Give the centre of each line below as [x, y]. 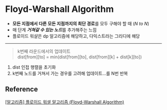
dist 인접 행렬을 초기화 [34, 67]
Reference [22, 89]
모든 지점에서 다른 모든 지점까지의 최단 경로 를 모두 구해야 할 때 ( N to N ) [81, 23]
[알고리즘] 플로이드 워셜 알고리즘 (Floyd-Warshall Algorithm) [65, 102]
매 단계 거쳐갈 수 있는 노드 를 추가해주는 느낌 [54, 30]
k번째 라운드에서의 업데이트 [44, 51]
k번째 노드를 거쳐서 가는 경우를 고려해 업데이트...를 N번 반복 [70, 73]
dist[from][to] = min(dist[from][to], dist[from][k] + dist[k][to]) [80, 57]
